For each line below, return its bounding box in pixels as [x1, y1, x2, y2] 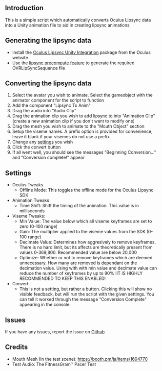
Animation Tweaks [12, 198, 50, 203]
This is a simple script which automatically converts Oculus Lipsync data [5, 17, 151, 23]
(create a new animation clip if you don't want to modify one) [12, 118, 135, 124]
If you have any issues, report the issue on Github [5, 329, 105, 335]
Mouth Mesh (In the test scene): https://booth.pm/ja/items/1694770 [12, 356, 148, 362]
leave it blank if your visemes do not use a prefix [12, 134, 110, 140]
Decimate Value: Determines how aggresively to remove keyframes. [19, 239, 156, 245]
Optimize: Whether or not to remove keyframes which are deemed [19, 255, 153, 261]
